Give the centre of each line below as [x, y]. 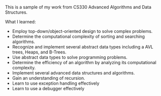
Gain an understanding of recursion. [48, 78]
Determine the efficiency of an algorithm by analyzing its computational [84, 62]
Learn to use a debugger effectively [48, 88]
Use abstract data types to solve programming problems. [70, 57]
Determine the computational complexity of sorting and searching [79, 36]
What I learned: [21, 22]
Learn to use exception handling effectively [56, 83]
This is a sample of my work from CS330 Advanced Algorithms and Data [78, 7]
